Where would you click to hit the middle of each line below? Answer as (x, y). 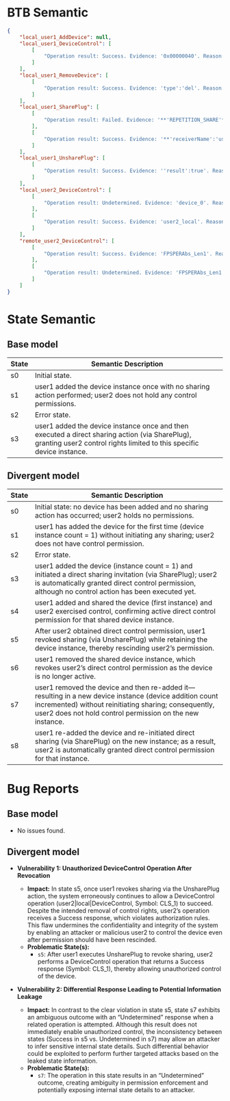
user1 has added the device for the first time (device (119, 527)
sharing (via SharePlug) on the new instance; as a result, (125, 741)
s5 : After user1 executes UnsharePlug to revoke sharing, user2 (125, 954)
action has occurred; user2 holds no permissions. (114, 515)
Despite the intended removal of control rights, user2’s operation (118, 911)
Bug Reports (43, 788)
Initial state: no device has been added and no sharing (122, 507)
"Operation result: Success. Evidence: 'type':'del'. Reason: (134, 88)
